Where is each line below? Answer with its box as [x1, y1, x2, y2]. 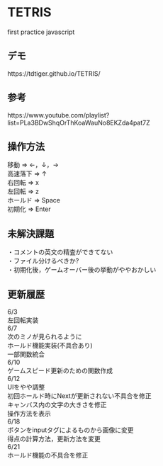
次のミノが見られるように [7, 332, 82, 341]
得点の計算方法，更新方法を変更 [7, 435, 101, 443]
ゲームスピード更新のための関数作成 [7, 366, 113, 375]
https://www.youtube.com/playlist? [7, 110, 110, 119]
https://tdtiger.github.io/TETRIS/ [7, 69, 101, 78]
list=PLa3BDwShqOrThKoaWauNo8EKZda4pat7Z [7, 118, 150, 127]
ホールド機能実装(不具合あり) [7, 341, 94, 349]
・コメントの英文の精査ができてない [7, 248, 113, 256]
